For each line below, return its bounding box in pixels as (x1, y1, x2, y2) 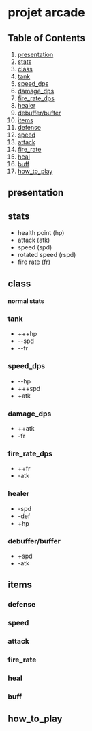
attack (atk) (17, 236, 50, 245)
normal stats (7, 297, 45, 305)
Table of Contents (7, 32, 86, 44)
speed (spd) (17, 243, 52, 251)
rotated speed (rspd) (17, 251, 76, 259)
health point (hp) (17, 229, 65, 237)
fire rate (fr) (17, 258, 50, 266)
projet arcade (7, 5, 86, 21)
